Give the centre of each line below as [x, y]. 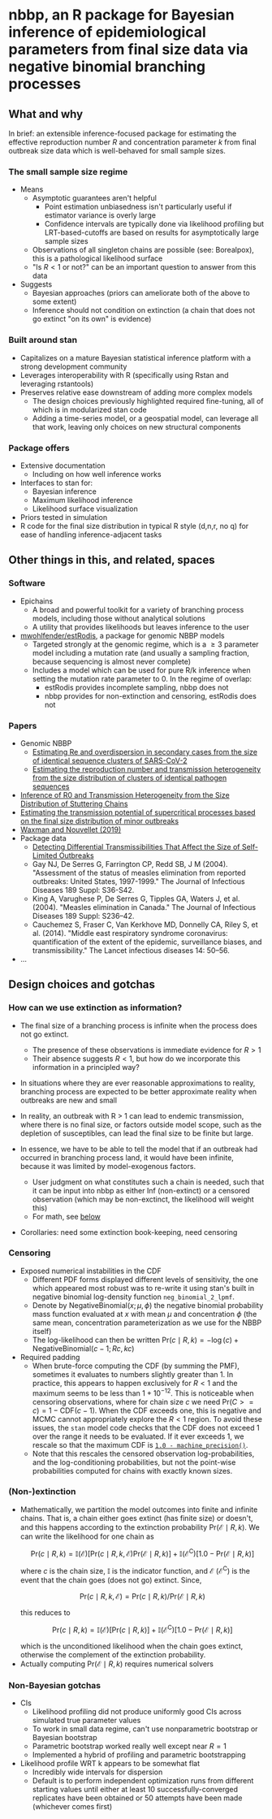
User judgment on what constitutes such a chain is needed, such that [148, 1182]
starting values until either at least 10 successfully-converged [135, 1790]
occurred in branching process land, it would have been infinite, [127, 1157]
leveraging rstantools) [57, 383]
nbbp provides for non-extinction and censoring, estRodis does [151, 695]
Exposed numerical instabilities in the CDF [91, 1271]
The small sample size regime [68, 171]
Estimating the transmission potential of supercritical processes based [138, 812]
